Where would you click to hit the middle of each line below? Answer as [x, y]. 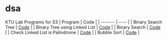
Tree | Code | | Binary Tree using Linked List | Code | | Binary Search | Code [83, 27]
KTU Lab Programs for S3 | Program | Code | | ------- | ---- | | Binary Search [84, 22]
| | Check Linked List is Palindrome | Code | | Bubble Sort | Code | [72, 32]
